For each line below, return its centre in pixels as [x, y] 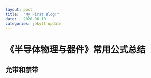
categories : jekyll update [33, 24]
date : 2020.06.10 [26, 19]
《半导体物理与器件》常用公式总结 [76, 50]
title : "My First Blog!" [32, 14]
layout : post [19, 10]
